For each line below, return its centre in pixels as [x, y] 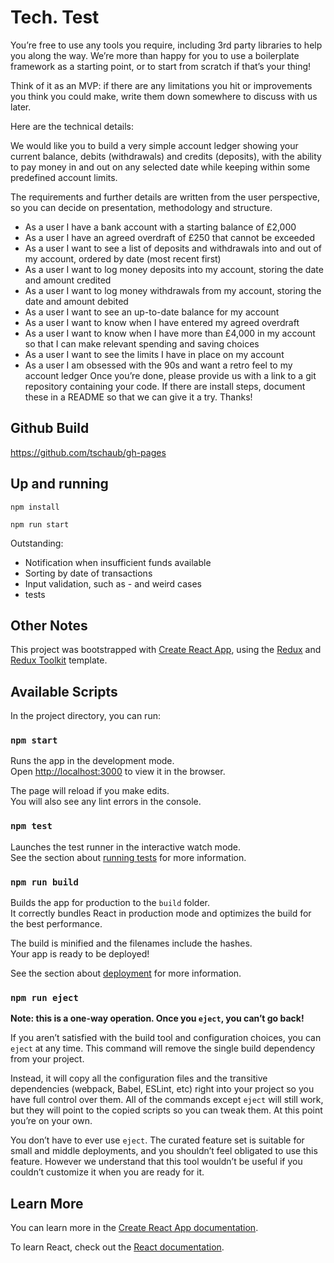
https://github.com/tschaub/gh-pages [88, 452]
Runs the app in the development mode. [92, 761]
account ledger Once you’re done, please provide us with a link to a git [170, 375]
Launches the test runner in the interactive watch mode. [126, 847]
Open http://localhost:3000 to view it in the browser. [118, 772]
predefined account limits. [64, 177]
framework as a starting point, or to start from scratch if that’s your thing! [161, 66]
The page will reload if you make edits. [90, 791]
